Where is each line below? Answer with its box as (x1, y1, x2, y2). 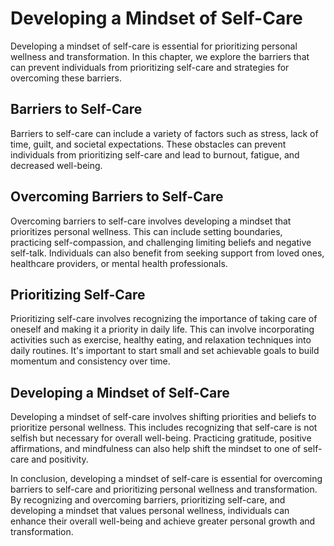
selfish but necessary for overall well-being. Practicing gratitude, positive (10, 432, 312, 444)
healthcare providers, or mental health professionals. (10, 257, 228, 269)
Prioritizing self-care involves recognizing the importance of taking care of (10, 313, 318, 325)
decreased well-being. (10, 159, 103, 171)
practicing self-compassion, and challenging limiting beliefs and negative (10, 236, 312, 248)
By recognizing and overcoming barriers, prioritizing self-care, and (10, 494, 286, 506)
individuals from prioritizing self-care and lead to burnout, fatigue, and (10, 148, 300, 161)
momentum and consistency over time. (10, 355, 171, 367)
